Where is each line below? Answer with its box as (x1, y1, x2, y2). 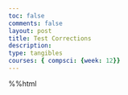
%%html (8, 78, 38, 89)
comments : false (8, 19, 63, 27)
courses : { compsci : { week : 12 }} (8, 57, 121, 65)
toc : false (8, 11, 45, 20)
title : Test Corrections (8, 34, 92, 43)
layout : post (8, 27, 52, 35)
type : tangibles (8, 49, 63, 57)
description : (8, 42, 52, 50)
